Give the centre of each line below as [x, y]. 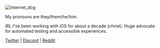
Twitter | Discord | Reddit [30, 40]
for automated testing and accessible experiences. [56, 31]
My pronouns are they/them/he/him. [41, 17]
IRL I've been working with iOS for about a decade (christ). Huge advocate [80, 26]
